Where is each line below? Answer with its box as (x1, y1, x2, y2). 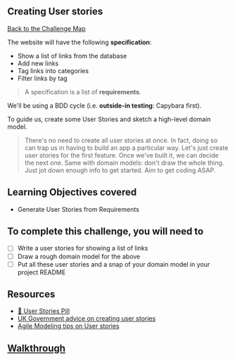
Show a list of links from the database (17, 51, 127, 60)
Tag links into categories (17, 66, 89, 75)
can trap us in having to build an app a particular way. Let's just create (24, 144, 229, 152)
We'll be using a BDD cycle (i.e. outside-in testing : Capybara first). (7, 101, 202, 110)
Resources (7, 289, 56, 300)
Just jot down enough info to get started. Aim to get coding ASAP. (24, 165, 216, 175)
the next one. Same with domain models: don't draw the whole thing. (24, 158, 224, 167)
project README (17, 267, 66, 277)
